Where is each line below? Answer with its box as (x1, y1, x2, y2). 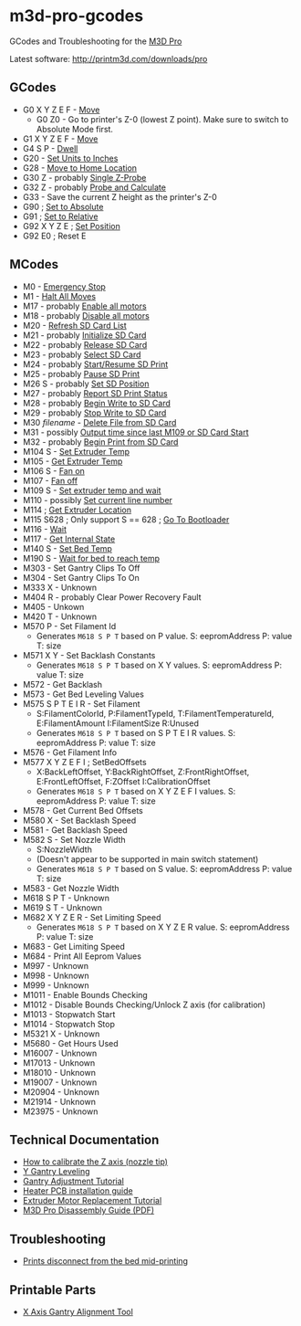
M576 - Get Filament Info (22, 746, 117, 758)
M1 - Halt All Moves (22, 290, 97, 301)
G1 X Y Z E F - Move (22, 133, 99, 144)
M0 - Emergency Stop (22, 280, 107, 292)
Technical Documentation (9, 1131, 160, 1147)
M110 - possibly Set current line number (22, 494, 173, 505)
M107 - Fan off (22, 475, 78, 486)
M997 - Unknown (22, 960, 89, 971)
